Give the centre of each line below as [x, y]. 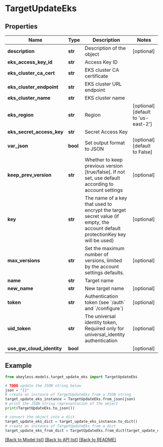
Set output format [105, 143]
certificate [96, 76]
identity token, [101, 322]
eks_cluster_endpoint [33, 87]
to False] [143, 152]
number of [97, 254]
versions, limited [103, 260]
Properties [21, 26]
